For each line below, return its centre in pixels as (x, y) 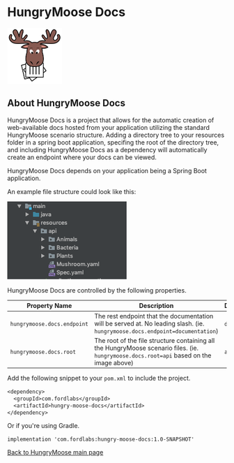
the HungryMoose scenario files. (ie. (146, 348)
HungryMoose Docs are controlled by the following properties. (97, 290)
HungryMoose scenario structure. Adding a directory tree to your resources (116, 135)
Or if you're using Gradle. (44, 426)
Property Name (49, 306)
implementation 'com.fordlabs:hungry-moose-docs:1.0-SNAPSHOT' (101, 440)
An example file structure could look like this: (72, 191)
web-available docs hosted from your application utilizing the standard (109, 127)
